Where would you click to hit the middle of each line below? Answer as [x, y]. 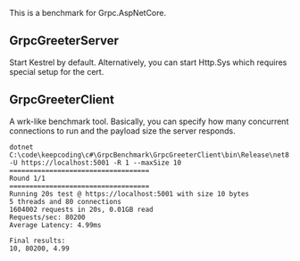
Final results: [37, 241]
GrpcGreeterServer [64, 41]
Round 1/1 [28, 178]
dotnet [21, 147]
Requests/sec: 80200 [48, 217]
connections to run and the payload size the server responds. [122, 130]
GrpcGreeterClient [62, 100]
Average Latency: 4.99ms [55, 225]
